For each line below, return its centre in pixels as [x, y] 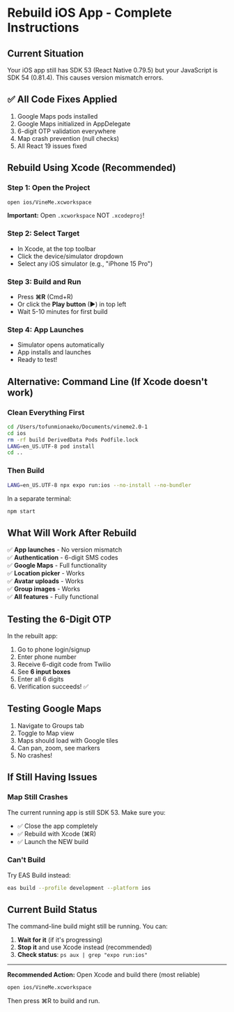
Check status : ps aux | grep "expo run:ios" [83, 955]
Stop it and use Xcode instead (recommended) [85, 947]
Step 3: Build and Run [44, 282]
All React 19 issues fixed [52, 146]
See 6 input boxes [44, 672]
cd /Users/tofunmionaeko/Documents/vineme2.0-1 [78, 427]
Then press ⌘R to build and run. [54, 1001]
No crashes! [35, 755]
